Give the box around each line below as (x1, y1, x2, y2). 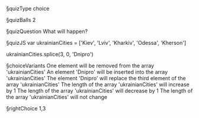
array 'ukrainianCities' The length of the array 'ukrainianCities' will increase (6, 81, 190, 88)
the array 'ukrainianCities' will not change (6, 94, 108, 100)
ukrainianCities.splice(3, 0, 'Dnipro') (6, 51, 94, 58)
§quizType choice (6, 5, 50, 12)
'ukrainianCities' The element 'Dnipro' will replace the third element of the (6, 75, 186, 81)
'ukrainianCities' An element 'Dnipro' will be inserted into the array (6, 68, 168, 76)
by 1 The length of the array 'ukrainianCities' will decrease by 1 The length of (6, 87, 193, 94)
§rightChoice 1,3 (6, 105, 46, 112)
